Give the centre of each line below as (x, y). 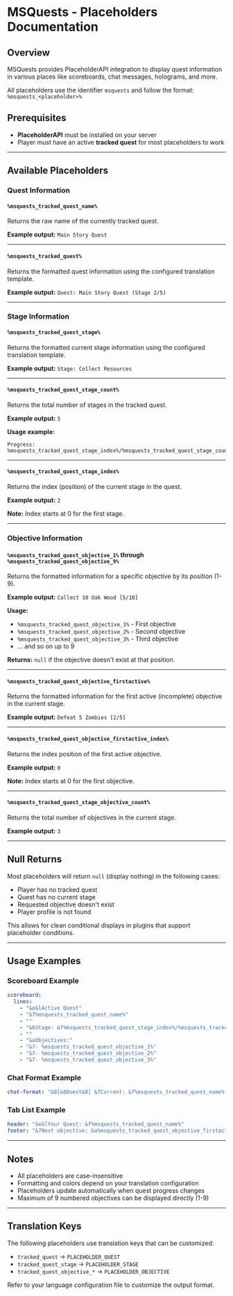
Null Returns (35, 859)
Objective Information (45, 538)
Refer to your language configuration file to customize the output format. (111, 1285)
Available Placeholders (58, 171)
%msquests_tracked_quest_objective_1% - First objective (96, 624)
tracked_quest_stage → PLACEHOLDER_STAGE (78, 1264)
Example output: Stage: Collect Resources (70, 368)
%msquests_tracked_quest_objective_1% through (76, 554)
